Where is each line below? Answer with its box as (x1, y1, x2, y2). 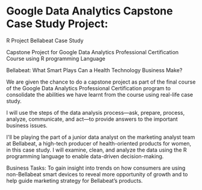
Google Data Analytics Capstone (6, 4, 173, 18)
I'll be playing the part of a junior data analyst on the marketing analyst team (6, 133, 195, 141)
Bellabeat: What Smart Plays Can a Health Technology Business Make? (6, 66, 183, 73)
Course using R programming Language (6, 55, 106, 62)
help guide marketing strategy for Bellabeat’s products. (6, 177, 143, 184)
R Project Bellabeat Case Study (6, 37, 84, 44)
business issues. (6, 121, 48, 129)
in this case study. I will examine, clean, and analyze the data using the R (6, 146, 187, 153)
